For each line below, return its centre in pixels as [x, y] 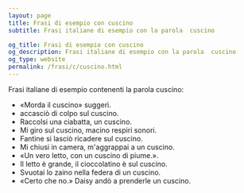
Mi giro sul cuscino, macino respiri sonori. [88, 130]
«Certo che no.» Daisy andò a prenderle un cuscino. [105, 180]
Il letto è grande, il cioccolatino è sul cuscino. [94, 164]
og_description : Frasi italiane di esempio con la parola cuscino [122, 52]
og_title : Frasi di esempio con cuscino [76, 44]
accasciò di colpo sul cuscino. [69, 113]
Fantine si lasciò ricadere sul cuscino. [81, 138]
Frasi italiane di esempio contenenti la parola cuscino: [96, 89]
